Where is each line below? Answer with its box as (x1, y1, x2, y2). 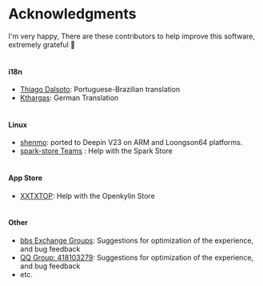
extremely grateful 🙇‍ (8, 39, 76, 49)
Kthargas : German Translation (19, 93, 119, 103)
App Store (8, 173, 42, 183)
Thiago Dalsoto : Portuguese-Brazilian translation (19, 85, 181, 95)
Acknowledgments (8, 5, 137, 23)
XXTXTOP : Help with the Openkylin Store (19, 191, 156, 200)
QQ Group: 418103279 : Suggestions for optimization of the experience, (19, 252, 254, 262)
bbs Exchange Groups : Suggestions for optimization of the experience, (19, 236, 254, 245)
